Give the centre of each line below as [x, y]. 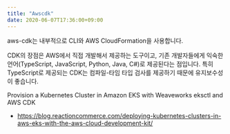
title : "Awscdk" [30, 13]
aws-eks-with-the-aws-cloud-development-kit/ [85, 123]
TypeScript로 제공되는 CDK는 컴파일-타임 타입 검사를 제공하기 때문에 [100, 73]
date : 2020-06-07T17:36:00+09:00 [55, 20]
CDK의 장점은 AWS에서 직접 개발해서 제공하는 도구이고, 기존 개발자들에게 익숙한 [115, 55]
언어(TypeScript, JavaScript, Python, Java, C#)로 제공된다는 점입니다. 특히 [111, 64]
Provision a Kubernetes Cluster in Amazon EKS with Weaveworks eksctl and [115, 95]
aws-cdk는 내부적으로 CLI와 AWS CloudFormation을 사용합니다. [95, 40]
